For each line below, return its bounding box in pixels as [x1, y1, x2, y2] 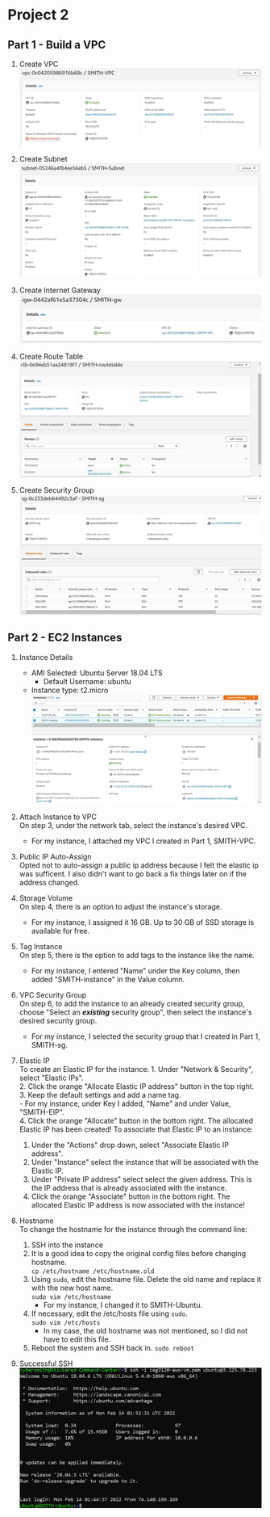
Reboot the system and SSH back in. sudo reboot [31, 1343, 195, 1352]
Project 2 [7, 6, 69, 24]
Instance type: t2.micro [31, 685, 109, 695]
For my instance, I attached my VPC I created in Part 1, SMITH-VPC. [31, 836, 256, 846]
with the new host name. [31, 1283, 114, 1292]
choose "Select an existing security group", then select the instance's [19, 1007, 252, 1017]
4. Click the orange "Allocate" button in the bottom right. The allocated [19, 1116, 253, 1125]
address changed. [19, 877, 80, 887]
